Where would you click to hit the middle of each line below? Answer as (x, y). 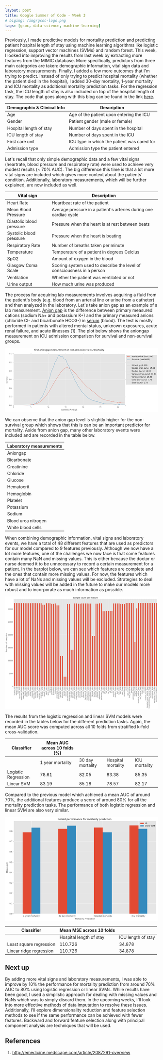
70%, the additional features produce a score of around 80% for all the (76, 800)
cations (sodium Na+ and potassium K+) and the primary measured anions (79, 315)
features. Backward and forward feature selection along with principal (75, 1020)
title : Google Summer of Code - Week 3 (45, 15)
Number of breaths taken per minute (88, 245)
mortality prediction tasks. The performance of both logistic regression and (80, 805)
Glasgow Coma (22, 265)
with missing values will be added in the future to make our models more (78, 584)
